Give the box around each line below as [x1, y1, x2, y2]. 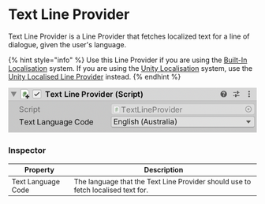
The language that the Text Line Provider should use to [73, 176, 252, 186]
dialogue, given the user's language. [8, 39, 127, 49]
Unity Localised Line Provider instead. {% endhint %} [8, 72, 181, 81]
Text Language [11, 176, 61, 186]
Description [144, 165, 184, 175]
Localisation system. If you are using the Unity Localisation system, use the [8, 63, 253, 72]
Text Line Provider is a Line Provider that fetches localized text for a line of [8, 32, 250, 41]
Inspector [8, 145, 47, 156]
